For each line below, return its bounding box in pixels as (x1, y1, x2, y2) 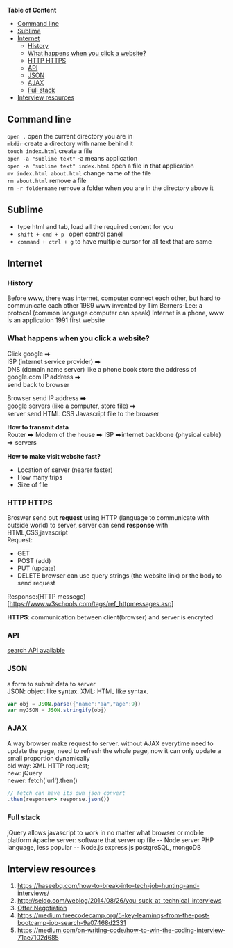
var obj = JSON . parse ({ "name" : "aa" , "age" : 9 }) (7, 700, 141, 707)
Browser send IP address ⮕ (7, 393, 87, 402)
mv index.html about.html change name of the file (7, 168, 151, 177)
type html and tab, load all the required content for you (17, 222, 174, 230)
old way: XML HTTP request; (7, 761, 90, 770)
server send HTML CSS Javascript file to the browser (7, 409, 159, 418)
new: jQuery (7, 768, 42, 777)
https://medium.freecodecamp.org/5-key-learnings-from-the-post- (17, 911, 210, 919)
